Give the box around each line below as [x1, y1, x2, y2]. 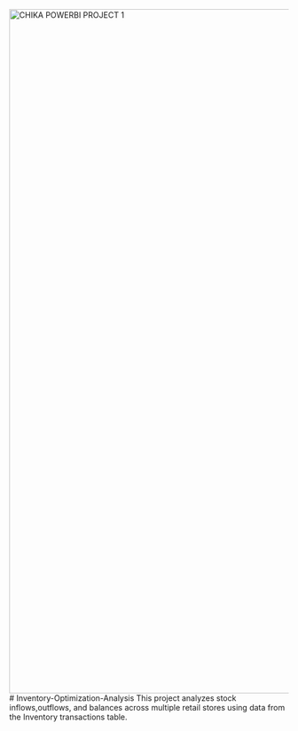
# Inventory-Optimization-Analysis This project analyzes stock [9, 693, 237, 703]
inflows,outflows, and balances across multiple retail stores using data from [9, 703, 286, 712]
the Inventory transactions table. [9, 711, 128, 722]
